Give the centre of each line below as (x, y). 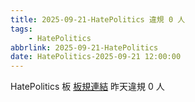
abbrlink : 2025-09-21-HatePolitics (84, 47)
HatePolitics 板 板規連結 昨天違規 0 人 (87, 87)
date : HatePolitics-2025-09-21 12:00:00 (96, 57)
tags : (21, 29)
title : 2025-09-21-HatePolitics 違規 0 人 (98, 19)
